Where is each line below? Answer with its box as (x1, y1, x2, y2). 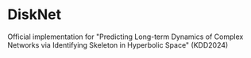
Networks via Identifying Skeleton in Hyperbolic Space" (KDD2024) (7, 40, 229, 49)
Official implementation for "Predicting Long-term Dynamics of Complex (7, 32, 244, 41)
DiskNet (7, 6, 62, 24)
